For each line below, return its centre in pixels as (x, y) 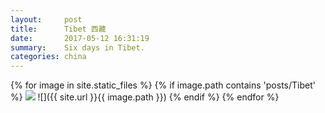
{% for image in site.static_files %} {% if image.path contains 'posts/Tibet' (163, 85)
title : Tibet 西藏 (58, 29)
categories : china (48, 57)
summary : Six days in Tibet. (77, 47)
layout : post (46, 19)
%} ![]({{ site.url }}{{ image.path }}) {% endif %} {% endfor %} (145, 97)
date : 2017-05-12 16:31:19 (80, 38)
